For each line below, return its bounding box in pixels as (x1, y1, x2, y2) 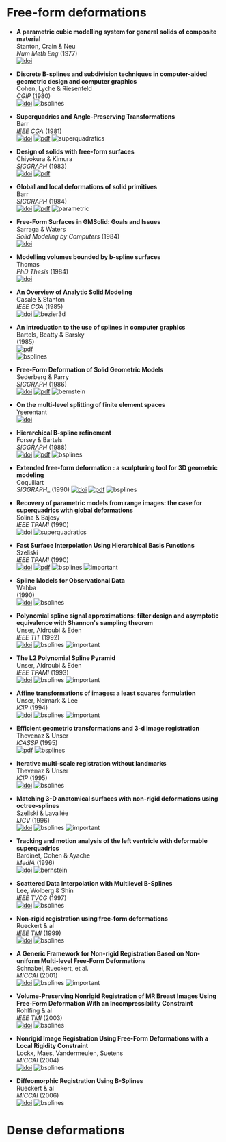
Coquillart (16, 478, 44, 486)
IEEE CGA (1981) (16, 127, 62, 135)
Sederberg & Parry (16, 372, 70, 381)
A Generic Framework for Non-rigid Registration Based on (16, 949, 184, 958)
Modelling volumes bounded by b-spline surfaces (16, 252, 161, 261)
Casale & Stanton (16, 295, 66, 303)
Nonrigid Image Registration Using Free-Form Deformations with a (16, 1034, 209, 1043)
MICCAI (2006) (16, 1091, 59, 1100)
